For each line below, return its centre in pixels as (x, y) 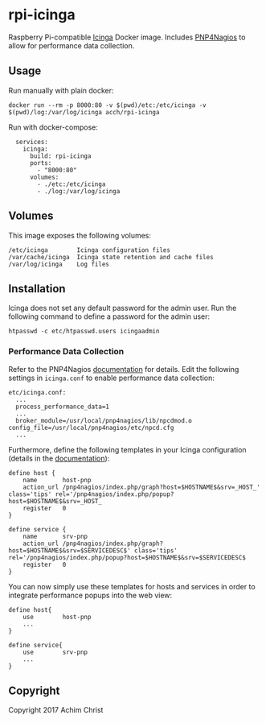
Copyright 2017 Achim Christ (56, 710)
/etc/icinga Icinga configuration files (90, 250)
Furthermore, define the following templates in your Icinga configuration (127, 449)
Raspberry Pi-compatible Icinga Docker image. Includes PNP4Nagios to (127, 37)
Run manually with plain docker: (61, 90)
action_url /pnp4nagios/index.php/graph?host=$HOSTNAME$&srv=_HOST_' (142, 487)
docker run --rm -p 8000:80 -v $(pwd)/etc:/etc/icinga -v (107, 105)
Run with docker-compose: (53, 127)
